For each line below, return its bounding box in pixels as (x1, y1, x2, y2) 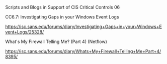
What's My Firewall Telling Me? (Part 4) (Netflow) (5, 38, 107, 44)
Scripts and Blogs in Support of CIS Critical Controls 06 (5, 4, 120, 10)
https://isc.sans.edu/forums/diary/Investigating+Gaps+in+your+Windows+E (5, 23, 162, 29)
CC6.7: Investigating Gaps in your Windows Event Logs (5, 14, 119, 19)
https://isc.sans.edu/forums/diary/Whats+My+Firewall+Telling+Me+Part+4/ (5, 48, 161, 54)
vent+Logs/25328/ (5, 29, 44, 34)
